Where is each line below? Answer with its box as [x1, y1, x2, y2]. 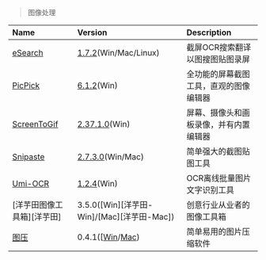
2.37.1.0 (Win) [77, 119, 131, 129]
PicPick [12, 80, 40, 90]
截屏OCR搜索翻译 [186, 42, 252, 52]
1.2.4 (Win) [77, 178, 118, 189]
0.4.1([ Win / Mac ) [77, 231, 140, 243]
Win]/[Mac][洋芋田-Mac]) [77, 212, 175, 222]
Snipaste [12, 151, 45, 162]
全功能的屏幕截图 [186, 69, 251, 79]
